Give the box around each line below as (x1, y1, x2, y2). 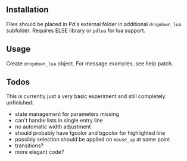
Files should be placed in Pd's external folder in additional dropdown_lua (6, 20, 182, 27)
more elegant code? (14, 149, 64, 156)
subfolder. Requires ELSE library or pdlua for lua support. (6, 27, 146, 34)
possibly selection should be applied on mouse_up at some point (14, 136, 170, 143)
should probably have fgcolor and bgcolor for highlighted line (14, 130, 166, 137)
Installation (6, 5, 49, 15)
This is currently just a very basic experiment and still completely (6, 93, 166, 100)
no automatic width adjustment (14, 123, 91, 130)
